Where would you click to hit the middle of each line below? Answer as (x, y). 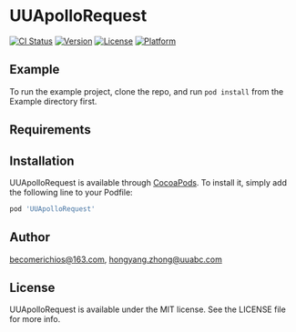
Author (30, 237)
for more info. (35, 319)
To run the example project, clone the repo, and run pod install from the (147, 91)
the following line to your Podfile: (71, 192)
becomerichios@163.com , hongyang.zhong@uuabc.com (116, 259)
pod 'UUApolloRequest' (52, 209)
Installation (42, 161)
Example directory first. (53, 101)
